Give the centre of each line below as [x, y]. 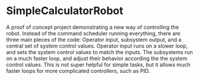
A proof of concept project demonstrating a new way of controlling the [93, 27]
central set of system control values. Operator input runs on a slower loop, [97, 46]
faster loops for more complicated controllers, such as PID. [78, 71]
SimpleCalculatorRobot [65, 11]
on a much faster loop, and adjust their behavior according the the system [97, 58]
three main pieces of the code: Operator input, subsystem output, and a [94, 39]
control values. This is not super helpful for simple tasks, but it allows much [98, 64]
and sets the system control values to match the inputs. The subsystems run [99, 52]
